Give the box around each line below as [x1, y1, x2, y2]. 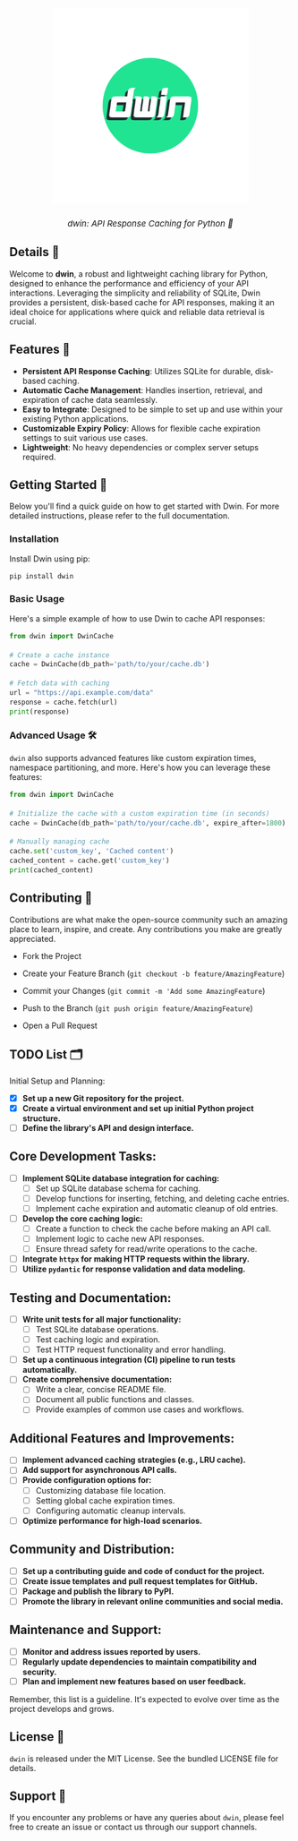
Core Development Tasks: [9, 1149, 157, 1164]
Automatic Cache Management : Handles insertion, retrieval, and [21, 384, 263, 396]
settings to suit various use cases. [21, 432, 149, 443]
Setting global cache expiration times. [35, 1494, 175, 1506]
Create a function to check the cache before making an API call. [35, 1223, 272, 1234]
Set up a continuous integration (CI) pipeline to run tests [21, 1355, 235, 1366]
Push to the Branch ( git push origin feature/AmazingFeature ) [21, 1002, 253, 1014]
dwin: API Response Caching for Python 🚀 [66, 218, 234, 229]
